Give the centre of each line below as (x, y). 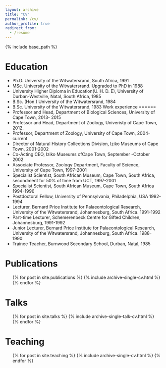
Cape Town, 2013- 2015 (36, 117)
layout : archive (22, 10)
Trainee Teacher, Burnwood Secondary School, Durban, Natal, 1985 (81, 244)
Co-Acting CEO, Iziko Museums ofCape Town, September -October (81, 154)
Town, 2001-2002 (30, 149)
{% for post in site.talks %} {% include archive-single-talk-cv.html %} (83, 316)
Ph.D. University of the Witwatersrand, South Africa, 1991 (70, 80)
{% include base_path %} (31, 47)
